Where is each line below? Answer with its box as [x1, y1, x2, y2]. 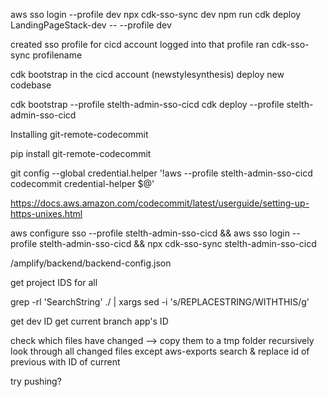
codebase [10, 79, 52, 91]
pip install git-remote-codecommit [10, 148, 152, 159]
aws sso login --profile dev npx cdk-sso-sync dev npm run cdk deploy [10, 9, 302, 20]
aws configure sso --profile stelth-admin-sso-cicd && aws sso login [10, 227, 290, 239]
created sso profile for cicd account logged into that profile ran [10, 39, 270, 50]
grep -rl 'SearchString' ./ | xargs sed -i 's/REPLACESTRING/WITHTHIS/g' [10, 296, 310, 308]
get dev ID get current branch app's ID [10, 315, 169, 327]
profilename [32, 49, 83, 61]
